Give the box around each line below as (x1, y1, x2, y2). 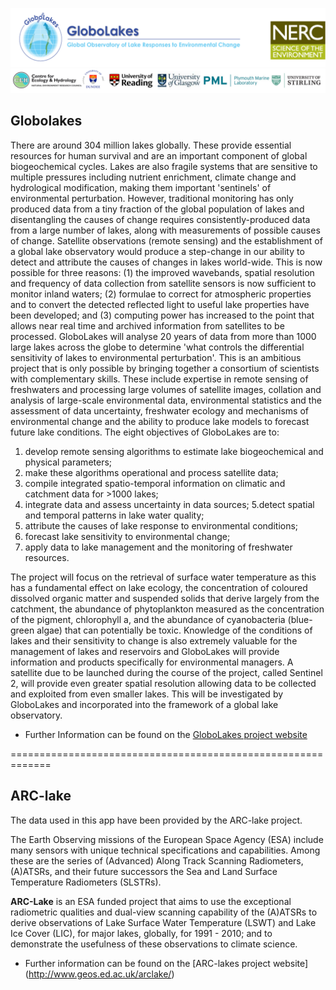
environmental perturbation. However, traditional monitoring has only (10, 192, 294, 204)
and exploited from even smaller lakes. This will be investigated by (10, 688, 284, 700)
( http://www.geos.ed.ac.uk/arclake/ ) (24, 968, 175, 980)
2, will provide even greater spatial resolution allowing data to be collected (10, 677, 317, 689)
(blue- (287, 613, 313, 625)
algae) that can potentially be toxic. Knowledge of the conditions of (36, 624, 313, 636)
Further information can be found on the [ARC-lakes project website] (24, 957, 309, 969)
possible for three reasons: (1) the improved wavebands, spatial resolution (10, 266, 315, 278)
